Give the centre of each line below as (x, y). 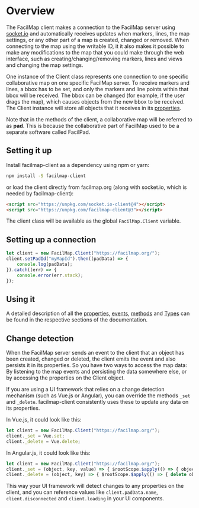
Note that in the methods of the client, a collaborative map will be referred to (99, 119)
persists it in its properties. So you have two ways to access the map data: (97, 365)
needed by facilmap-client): (40, 193)
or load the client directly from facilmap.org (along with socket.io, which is (97, 187)
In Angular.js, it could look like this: (48, 453)
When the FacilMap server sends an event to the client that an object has (95, 353)
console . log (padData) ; (45, 264)
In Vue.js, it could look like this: (44, 420)
